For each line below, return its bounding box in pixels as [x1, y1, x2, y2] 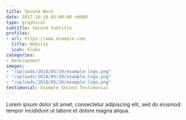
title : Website [11, 42, 49, 47]
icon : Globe [11, 47, 41, 53]
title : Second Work [6, 8, 54, 15]
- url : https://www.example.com [6, 36, 85, 42]
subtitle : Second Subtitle [6, 25, 72, 31]
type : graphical [6, 19, 46, 25]
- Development [6, 57, 41, 63]
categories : [6, 52, 35, 58]
